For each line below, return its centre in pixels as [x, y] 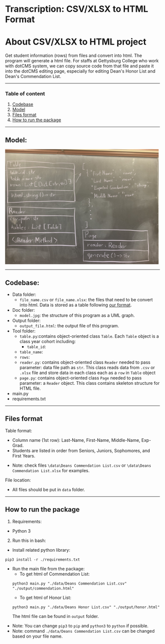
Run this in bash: [29, 540]
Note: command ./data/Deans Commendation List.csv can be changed [83, 631]
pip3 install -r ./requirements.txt [42, 560]
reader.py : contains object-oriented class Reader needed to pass [85, 362]
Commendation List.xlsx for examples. [51, 470]
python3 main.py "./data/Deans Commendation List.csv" [69, 583]
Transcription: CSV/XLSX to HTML [77, 9]
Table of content [25, 94]
